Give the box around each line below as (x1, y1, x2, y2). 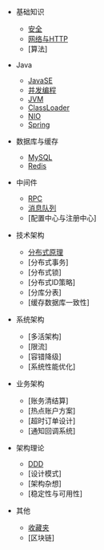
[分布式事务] (27, 258, 69, 267)
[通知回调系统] (27, 426, 76, 435)
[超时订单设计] (27, 416, 76, 426)
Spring (27, 120, 50, 129)
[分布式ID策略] (27, 278, 76, 287)
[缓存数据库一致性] (27, 298, 90, 307)
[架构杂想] (27, 479, 62, 488)
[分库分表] (27, 287, 62, 297)
